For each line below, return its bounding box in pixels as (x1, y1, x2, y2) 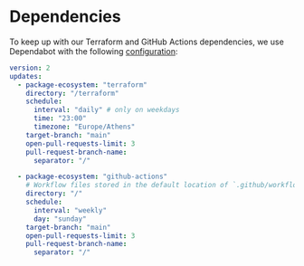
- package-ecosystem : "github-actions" (17, 172, 168, 182)
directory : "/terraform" (25, 89, 119, 98)
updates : (9, 71, 43, 81)
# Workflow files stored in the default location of (25, 181, 229, 190)
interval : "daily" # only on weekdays (33, 106, 180, 115)
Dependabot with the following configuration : (9, 45, 178, 56)
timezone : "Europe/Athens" (33, 122, 136, 132)
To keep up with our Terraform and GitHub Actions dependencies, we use (9, 36, 285, 47)
